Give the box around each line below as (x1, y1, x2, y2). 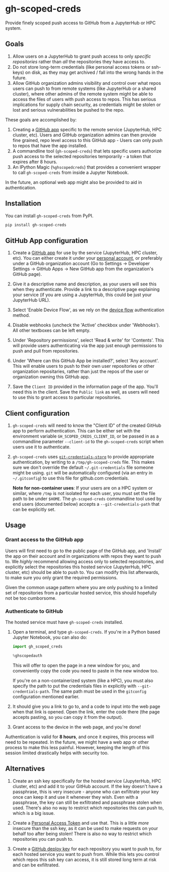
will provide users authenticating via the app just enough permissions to (12, 343, 162, 349)
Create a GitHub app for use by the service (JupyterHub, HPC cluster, (12, 250, 158, 256)
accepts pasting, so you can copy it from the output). (12, 714, 124, 720)
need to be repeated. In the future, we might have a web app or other (5, 739, 149, 745)
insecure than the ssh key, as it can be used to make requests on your (12, 825, 158, 831)
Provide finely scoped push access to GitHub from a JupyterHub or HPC (5, 20, 156, 26)
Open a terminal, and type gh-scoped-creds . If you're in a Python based (12, 629, 160, 635)
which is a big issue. (12, 810, 55, 816)
